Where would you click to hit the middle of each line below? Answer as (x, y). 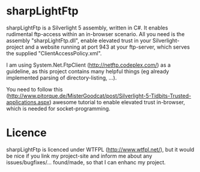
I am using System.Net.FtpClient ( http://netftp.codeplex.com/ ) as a (89, 65)
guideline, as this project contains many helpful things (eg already (88, 71)
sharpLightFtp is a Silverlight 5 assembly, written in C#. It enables (87, 28)
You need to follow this (35, 89)
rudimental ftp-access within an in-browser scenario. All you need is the (95, 34)
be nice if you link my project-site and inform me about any (79, 156)
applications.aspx (28, 102)
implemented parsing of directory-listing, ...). (62, 78)
